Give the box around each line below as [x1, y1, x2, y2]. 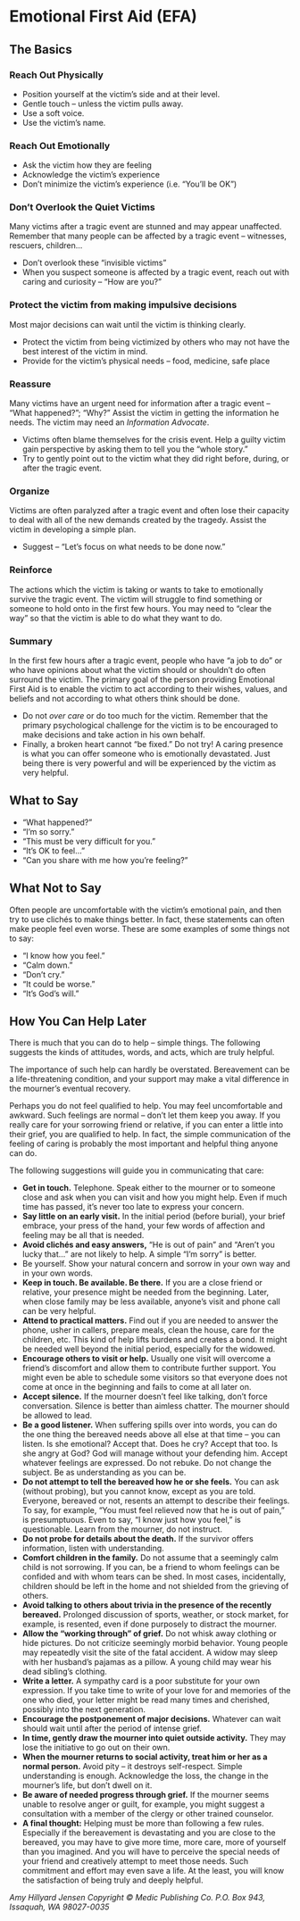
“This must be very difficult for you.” [21, 836, 156, 846]
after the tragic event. [21, 462, 103, 474]
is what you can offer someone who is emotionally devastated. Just [21, 748, 271, 759]
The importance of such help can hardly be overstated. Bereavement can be [9, 1064, 290, 1075]
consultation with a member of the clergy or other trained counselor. [21, 1809, 274, 1819]
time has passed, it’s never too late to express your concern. [21, 1202, 245, 1212]
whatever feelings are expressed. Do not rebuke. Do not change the [21, 1458, 272, 1468]
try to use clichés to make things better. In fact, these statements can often [9, 913, 286, 925]
